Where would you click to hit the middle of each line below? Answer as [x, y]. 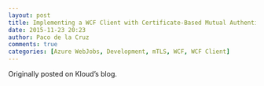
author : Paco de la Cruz [49, 37]
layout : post [29, 15]
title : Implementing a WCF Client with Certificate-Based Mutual [117, 23]
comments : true [33, 45]
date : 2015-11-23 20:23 [47, 30]
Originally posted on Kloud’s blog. [63, 74]
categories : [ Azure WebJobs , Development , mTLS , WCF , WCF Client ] [119, 52]
